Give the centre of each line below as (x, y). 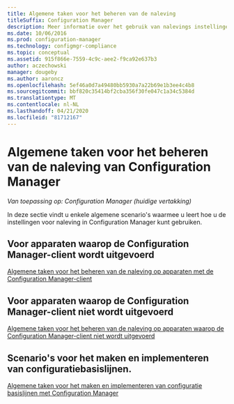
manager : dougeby (32, 72)
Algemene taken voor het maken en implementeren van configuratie (105, 386)
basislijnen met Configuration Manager (63, 393)
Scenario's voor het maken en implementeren (108, 358)
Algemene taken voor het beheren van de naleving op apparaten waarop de (116, 329)
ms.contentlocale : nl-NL (43, 105)
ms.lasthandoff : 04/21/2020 (48, 111)
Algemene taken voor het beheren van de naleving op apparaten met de (110, 271)
